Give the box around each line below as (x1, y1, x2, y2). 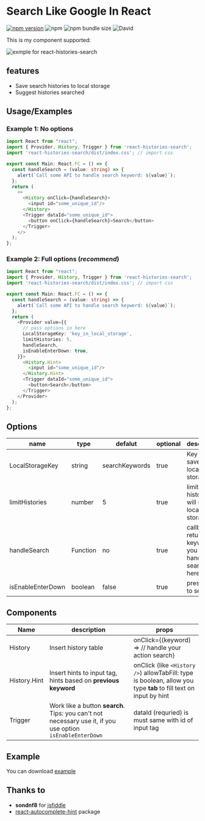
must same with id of (133, 716, 193, 724)
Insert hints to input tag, (49, 669, 118, 677)
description (71, 626, 106, 634)
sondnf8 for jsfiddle (15, 801, 66, 809)
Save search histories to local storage (15, 82, 110, 89)
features (6, 66, 40, 76)
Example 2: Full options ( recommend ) (6, 255, 120, 263)
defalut (115, 440, 137, 448)
